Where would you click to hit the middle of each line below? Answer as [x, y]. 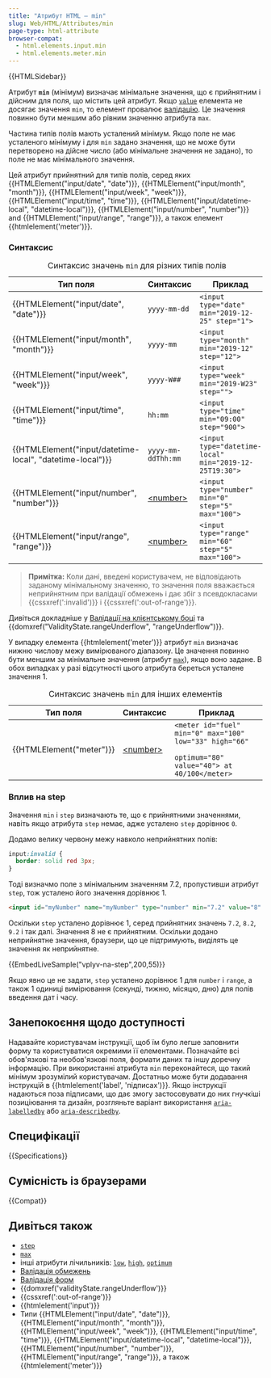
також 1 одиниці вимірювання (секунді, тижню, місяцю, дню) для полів [131, 989]
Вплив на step [37, 797]
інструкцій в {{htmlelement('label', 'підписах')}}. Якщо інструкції [117, 1085]
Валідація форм [47, 1280]
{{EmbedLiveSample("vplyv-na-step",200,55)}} [87, 965]
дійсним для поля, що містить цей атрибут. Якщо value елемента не [126, 101]
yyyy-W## [165, 380]
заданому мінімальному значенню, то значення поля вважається [142, 585]
